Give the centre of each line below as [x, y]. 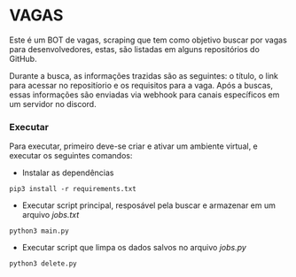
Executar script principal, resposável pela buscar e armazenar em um [149, 205]
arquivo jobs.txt [51, 215]
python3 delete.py [43, 264]
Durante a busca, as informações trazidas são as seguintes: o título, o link [144, 75]
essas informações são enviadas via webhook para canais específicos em [144, 95]
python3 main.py [39, 231]
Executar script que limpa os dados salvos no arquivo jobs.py [134, 248]
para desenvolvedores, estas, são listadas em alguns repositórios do [134, 49]
